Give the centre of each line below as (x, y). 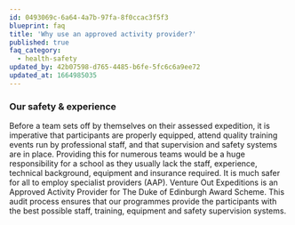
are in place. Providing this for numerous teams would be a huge (128, 154)
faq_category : (36, 51)
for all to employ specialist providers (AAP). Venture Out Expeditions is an (144, 182)
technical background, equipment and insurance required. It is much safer (145, 173)
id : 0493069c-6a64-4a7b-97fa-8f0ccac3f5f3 (89, 17)
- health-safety (47, 59)
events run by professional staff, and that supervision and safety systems (144, 145)
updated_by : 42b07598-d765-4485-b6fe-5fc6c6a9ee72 (105, 68)
